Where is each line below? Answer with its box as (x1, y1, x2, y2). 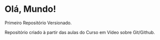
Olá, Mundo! (4, 3, 56, 15)
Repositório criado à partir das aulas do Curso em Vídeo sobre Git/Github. (4, 29, 156, 35)
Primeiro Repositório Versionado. (4, 20, 72, 26)
